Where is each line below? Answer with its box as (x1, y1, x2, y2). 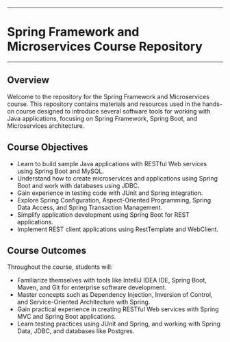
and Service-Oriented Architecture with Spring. (16, 298, 151, 306)
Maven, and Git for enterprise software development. (16, 283, 167, 291)
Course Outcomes (7, 244, 87, 256)
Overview (7, 75, 50, 86)
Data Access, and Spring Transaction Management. (16, 203, 163, 211)
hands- (202, 100, 222, 108)
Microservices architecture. (7, 121, 85, 130)
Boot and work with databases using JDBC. (16, 181, 140, 189)
